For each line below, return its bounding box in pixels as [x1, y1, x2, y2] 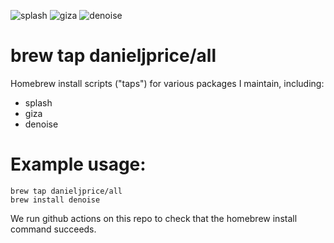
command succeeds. [10, 223, 97, 235]
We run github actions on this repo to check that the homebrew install [10, 212, 298, 224]
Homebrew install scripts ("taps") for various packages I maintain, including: [10, 77, 325, 89]
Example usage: [10, 153, 147, 176]
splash [24, 96, 53, 109]
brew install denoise [10, 195, 101, 205]
